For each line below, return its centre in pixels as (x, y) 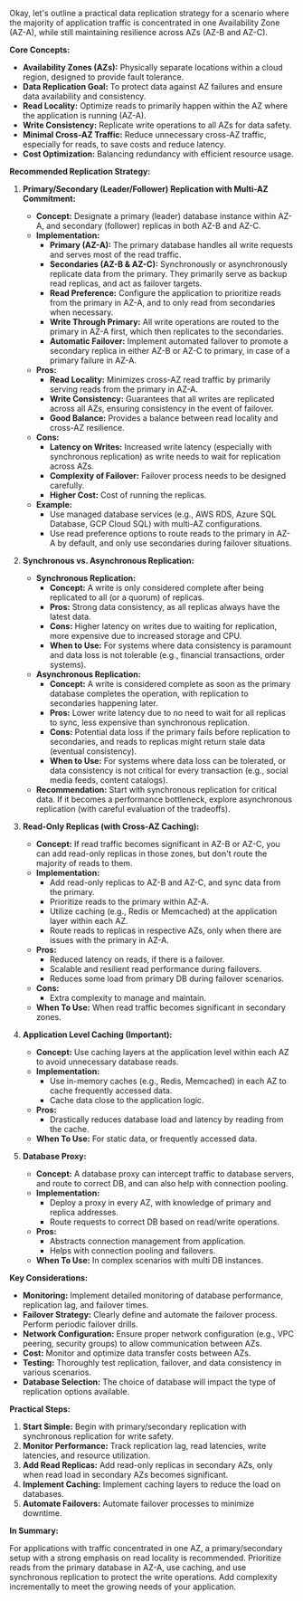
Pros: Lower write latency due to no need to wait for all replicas (168, 713)
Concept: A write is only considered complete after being (156, 588)
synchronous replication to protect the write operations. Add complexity (143, 1577)
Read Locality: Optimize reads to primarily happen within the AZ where (155, 106)
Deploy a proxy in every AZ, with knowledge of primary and (160, 1202)
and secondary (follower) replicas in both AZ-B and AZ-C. (154, 226)
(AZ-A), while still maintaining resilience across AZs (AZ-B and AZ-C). (139, 32)
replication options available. (76, 1391)
